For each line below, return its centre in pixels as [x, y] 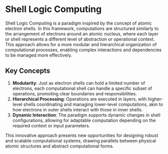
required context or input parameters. [51, 125]
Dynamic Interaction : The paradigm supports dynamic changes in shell [86, 115]
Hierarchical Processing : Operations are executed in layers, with [79, 99]
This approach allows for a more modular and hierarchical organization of [81, 44]
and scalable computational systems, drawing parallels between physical [81, 140]
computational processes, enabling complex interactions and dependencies [83, 50]
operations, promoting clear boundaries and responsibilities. [75, 93]
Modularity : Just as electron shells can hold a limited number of [79, 83]
